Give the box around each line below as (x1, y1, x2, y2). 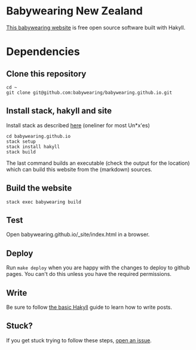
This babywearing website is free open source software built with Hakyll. (6, 24, 186, 31)
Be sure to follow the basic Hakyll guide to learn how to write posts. (6, 303, 172, 311)
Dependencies (6, 45, 80, 59)
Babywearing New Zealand (6, 4, 143, 18)
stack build (6, 149, 36, 155)
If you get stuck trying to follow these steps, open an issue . (6, 336, 152, 344)
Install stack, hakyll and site (6, 106, 112, 116)
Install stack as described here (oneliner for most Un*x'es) (6, 121, 151, 129)
